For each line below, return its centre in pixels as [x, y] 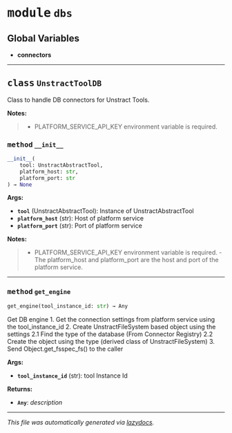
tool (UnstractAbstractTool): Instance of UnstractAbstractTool [106, 211]
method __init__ [35, 145]
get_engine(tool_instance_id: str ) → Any [68, 306]
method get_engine [39, 292]
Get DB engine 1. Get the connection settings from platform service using [111, 319]
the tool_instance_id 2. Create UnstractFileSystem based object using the [112, 326]
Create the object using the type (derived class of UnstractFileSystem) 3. [111, 341]
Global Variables [43, 38]
